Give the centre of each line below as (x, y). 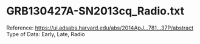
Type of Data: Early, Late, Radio (46, 34)
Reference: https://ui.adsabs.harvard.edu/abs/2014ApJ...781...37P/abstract (100, 28)
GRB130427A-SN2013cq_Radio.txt (95, 11)
